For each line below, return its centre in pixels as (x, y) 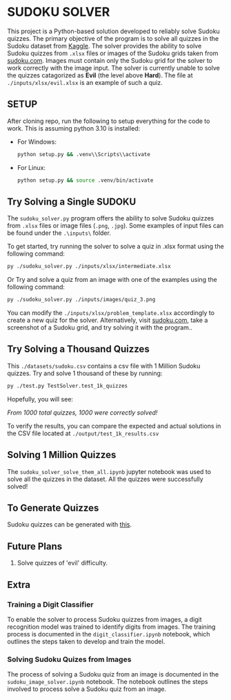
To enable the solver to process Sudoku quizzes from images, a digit (104, 619)
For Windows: (37, 142)
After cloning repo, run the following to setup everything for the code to (109, 121)
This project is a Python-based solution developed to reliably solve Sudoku (114, 31)
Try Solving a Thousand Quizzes (78, 349)
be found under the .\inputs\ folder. (59, 233)
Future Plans (35, 546)
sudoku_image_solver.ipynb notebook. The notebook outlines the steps (108, 682)
